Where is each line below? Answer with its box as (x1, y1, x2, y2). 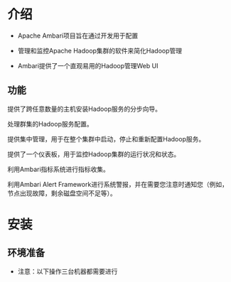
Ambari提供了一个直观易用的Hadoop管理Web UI (17, 61, 159, 70)
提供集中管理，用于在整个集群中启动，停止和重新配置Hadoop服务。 (7, 134, 205, 143)
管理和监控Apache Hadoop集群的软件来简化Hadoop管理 (17, 46, 183, 55)
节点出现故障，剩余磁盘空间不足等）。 (7, 189, 117, 197)
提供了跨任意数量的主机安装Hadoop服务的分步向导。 (7, 104, 162, 113)
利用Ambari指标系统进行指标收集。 (7, 165, 110, 173)
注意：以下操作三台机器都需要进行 (17, 267, 118, 276)
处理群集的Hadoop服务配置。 (7, 119, 94, 128)
